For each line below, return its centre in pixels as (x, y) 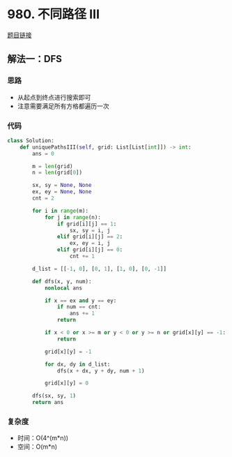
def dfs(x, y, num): (62, 281)
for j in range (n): (72, 217)
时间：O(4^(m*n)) (42, 438)
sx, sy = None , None (62, 186)
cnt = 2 (43, 198)
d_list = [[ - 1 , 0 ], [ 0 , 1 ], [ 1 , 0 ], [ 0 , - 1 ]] (100, 269)
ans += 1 (82, 314)
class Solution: (31, 140)
